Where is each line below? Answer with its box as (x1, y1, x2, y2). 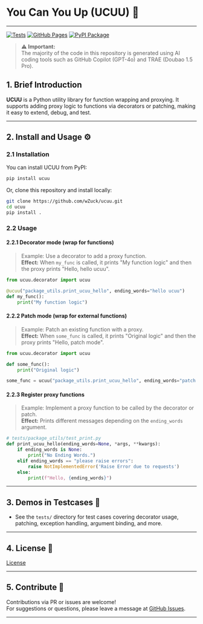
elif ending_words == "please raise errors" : (17, 457, 134, 464)
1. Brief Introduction (6, 80, 83, 90)
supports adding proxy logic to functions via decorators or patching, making (6, 102, 196, 110)
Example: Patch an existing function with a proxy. (21, 325, 144, 333)
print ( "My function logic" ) (17, 299, 88, 305)
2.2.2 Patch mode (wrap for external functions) (6, 312, 127, 320)
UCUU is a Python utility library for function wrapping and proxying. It (6, 96, 179, 103)
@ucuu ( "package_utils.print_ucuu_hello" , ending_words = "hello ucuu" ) (6, 288, 185, 294)
